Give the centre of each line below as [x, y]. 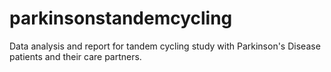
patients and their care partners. [75, 56]
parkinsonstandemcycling [121, 18]
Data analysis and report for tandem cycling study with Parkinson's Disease [165, 46]
